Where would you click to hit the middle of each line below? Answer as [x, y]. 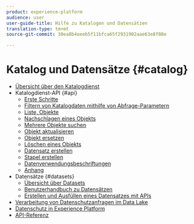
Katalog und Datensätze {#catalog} [97, 70]
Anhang [34, 170]
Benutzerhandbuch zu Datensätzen [68, 189]
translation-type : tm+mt [38, 29]
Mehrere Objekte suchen [55, 125]
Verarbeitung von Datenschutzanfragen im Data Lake [82, 202]
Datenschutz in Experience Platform [60, 209]
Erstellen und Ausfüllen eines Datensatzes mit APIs [88, 196]
